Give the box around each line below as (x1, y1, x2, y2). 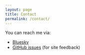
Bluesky (12, 39, 29, 45)
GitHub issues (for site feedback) (12, 45, 81, 51)
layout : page (5, 7, 32, 12)
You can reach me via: (5, 30, 51, 36)
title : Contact (5, 12, 37, 17)
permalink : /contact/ (5, 16, 50, 21)
